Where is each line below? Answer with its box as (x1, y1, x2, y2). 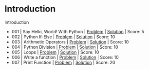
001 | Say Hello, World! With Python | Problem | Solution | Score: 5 (11, 28, 145, 34)
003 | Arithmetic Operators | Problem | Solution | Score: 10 (11, 39, 129, 44)
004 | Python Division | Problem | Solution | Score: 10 (11, 44, 118, 50)
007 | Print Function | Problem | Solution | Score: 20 (11, 59, 115, 65)
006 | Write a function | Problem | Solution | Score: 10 (11, 54, 119, 60)
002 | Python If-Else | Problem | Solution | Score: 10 (11, 34, 115, 40)
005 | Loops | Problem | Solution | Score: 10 (11, 49, 99, 55)
